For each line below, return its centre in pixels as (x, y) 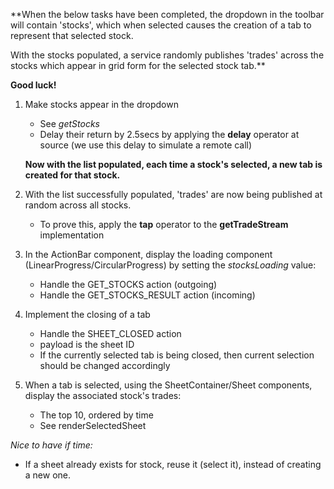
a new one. (48, 475)
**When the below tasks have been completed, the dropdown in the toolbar (167, 14)
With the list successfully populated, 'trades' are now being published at (173, 194)
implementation (72, 235)
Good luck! (33, 85)
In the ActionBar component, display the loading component (148, 254)
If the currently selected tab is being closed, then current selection (177, 355)
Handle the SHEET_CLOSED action (110, 333)
